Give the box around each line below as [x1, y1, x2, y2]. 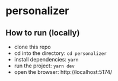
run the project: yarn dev [14, 62, 75, 69]
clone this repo [14, 43, 51, 50]
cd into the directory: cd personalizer [14, 50, 107, 57]
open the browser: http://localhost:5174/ [14, 69, 113, 75]
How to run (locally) [5, 28, 80, 38]
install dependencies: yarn [14, 56, 79, 63]
